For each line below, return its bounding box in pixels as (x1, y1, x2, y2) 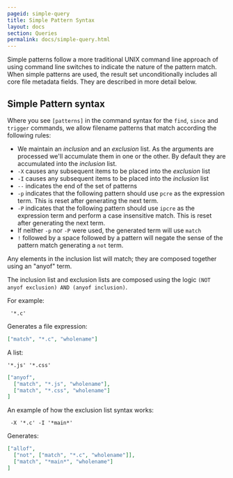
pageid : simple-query (7, 10, 70, 17)
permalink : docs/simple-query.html (7, 36, 111, 43)
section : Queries (7, 29, 58, 37)
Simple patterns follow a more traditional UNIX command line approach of (7, 55, 219, 64)
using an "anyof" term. (7, 262, 72, 270)
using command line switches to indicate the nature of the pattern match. (7, 63, 217, 71)
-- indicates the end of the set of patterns (17, 181, 138, 190)
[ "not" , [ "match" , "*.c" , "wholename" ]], (13, 451, 136, 459)
